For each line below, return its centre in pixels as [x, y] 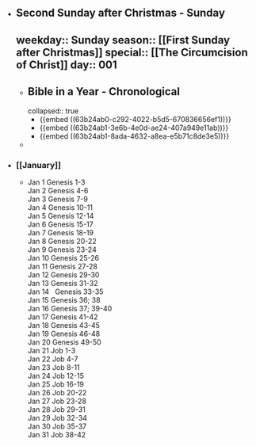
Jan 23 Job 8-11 [54, 367]
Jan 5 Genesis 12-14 [61, 215]
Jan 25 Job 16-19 [56, 384]
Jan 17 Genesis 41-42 [63, 317]
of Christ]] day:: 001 [66, 65]
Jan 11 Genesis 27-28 [62, 266]
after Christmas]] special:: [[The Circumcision [132, 52]
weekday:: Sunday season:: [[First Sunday [123, 40]
